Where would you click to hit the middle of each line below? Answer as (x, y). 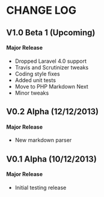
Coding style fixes (37, 74)
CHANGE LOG (41, 10)
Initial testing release (41, 187)
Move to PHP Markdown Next (51, 86)
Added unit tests (35, 80)
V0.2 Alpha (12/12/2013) (53, 112)
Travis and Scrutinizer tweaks (52, 67)
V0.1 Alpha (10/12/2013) (52, 159)
